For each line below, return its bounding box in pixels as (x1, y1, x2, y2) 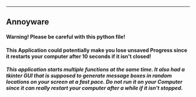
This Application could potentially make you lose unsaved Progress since (6, 46, 188, 53)
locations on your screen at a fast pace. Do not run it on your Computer (6, 78, 183, 85)
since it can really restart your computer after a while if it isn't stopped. (6, 85, 183, 92)
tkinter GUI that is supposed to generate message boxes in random (6, 72, 172, 79)
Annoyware (6, 17, 50, 27)
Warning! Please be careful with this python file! (6, 33, 125, 40)
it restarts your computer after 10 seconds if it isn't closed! (6, 53, 152, 60)
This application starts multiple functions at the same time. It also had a (6, 66, 185, 73)
